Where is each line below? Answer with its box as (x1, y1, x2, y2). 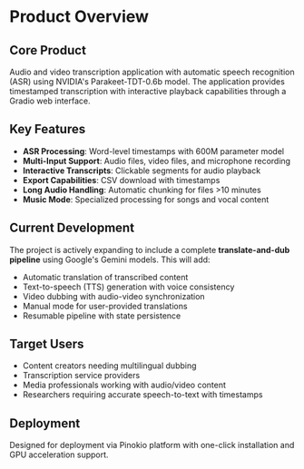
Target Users (9, 337, 84, 352)
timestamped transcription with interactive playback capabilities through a (9, 86, 287, 96)
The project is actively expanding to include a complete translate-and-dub (9, 244, 290, 255)
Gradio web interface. (9, 95, 91, 106)
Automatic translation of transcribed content (22, 271, 189, 282)
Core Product (9, 43, 86, 58)
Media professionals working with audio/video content (22, 379, 227, 391)
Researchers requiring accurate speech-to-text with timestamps (22, 389, 263, 400)
